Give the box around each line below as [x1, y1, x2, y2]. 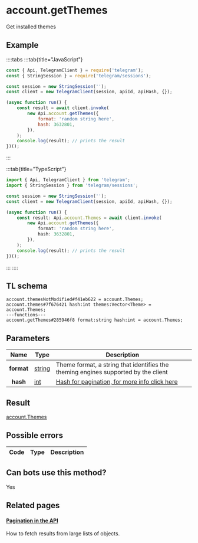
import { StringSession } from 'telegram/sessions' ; [6, 182, 138, 188]
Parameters [6, 333, 50, 343]
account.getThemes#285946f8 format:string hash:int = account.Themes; [6, 317, 183, 323]
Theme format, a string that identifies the [55, 361, 169, 369]
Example [6, 40, 39, 50]
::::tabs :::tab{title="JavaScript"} [6, 55, 84, 63]
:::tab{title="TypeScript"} [6, 166, 67, 173]
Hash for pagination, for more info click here [55, 378, 178, 386]
